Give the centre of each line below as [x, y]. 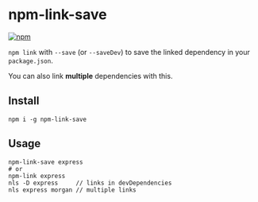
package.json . [31, 60]
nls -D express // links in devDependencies [90, 183]
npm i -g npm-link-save [48, 119]
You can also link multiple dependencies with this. [90, 76]
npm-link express [37, 176]
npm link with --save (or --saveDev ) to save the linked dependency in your [129, 52]
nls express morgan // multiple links [72, 190]
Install [24, 101]
